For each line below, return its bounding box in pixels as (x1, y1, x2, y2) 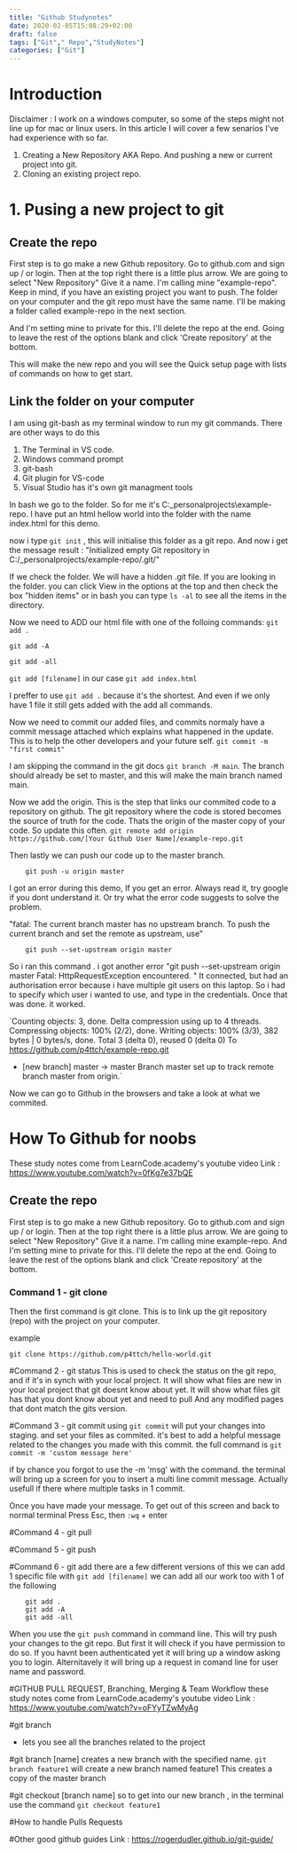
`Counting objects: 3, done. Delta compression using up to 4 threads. (9, 1016, 262, 1026)
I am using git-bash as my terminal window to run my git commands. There (9, 417, 283, 428)
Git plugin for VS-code (21, 472, 105, 483)
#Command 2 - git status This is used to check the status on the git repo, (9, 1365, 277, 1376)
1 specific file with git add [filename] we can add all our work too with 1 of (9, 1571, 285, 1581)
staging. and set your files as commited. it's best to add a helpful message (9, 1429, 281, 1440)
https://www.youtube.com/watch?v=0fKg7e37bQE (9, 1167, 193, 1177)
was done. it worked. (9, 998, 86, 1009)
